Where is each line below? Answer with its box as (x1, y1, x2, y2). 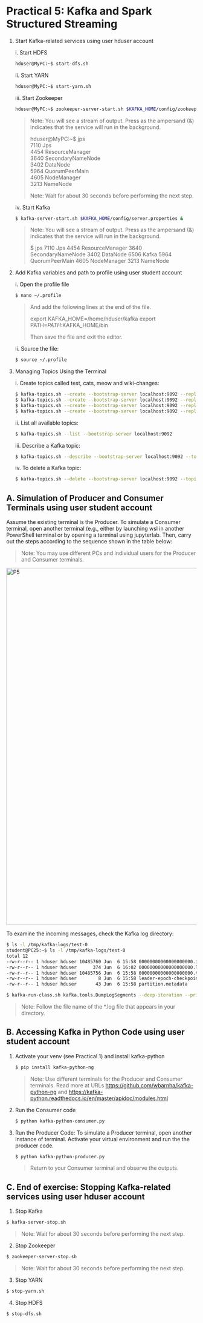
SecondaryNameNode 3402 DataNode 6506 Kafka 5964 (30, 251, 172, 258)
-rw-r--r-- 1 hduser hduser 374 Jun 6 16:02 (6, 964, 137, 970)
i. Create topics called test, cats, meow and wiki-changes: (14, 380, 159, 387)
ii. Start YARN (14, 71, 49, 79)
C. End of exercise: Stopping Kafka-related (6, 1182, 171, 1192)
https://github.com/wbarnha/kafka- (105, 1081, 194, 1089)
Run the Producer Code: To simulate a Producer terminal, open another (14, 1129, 192, 1136)
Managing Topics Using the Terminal (14, 368, 107, 375)
